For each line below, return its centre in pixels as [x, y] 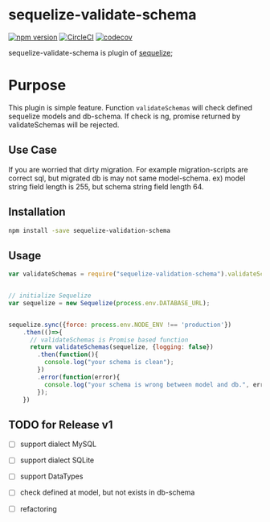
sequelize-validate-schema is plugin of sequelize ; [91, 52]
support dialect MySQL [58, 444]
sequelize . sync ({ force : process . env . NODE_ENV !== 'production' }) [120, 325]
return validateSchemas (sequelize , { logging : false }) [122, 347]
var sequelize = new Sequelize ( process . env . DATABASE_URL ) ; [109, 303]
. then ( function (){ [68, 355]
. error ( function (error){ [79, 377]
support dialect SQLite [57, 460]
